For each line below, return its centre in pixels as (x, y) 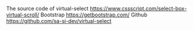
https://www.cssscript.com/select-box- (138, 9)
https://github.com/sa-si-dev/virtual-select (59, 21)
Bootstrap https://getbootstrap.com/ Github (94, 15)
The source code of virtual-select (48, 9)
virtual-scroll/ (23, 15)
